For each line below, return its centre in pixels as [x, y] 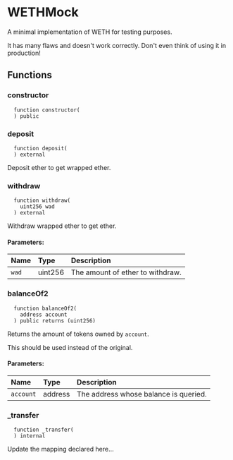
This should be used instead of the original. [70, 347]
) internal [30, 436]
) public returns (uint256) [55, 321]
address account [44, 315]
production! [24, 53]
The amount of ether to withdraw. [126, 272]
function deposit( [41, 148]
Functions [30, 75]
